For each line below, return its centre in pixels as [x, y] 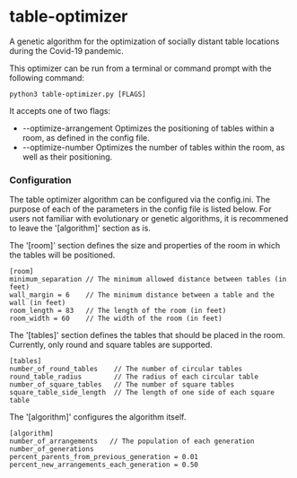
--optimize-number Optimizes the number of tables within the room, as [153, 147]
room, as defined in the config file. [86, 137]
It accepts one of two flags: [60, 110]
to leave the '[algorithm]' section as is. [80, 228]
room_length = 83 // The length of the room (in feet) [118, 311]
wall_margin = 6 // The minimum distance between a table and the [142, 295]
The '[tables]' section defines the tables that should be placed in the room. [147, 335]
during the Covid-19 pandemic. [66, 50]
